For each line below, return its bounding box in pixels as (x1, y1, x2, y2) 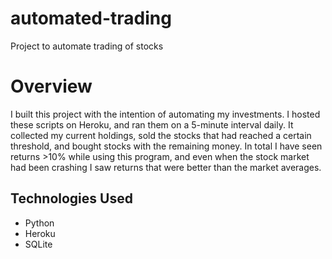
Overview (10, 75, 93, 98)
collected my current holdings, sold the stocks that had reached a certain (10, 129, 312, 141)
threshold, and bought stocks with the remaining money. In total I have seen (10, 140, 323, 152)
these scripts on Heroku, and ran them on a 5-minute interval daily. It (10, 118, 294, 131)
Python (24, 217, 55, 229)
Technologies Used (10, 190, 133, 207)
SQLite (24, 238, 53, 250)
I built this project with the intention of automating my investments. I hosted (10, 108, 321, 120)
